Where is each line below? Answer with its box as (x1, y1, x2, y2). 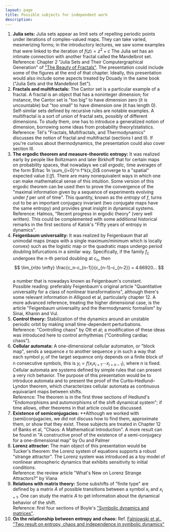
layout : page (5, 7, 33, 13)
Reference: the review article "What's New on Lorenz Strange (12, 470, 142, 476)
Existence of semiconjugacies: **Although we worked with (12, 410, 140, 416)
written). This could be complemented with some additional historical (12, 216, 157, 222)
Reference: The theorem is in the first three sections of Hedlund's (12, 394, 150, 400)
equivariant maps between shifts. (12, 389, 83, 395)
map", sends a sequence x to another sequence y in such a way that (12, 348, 156, 354)
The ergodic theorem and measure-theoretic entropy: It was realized (12, 151, 160, 157)
